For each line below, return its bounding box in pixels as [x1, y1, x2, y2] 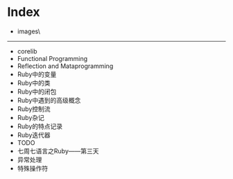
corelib [17, 46, 37, 56]
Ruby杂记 [17, 113, 45, 121]
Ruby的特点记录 [17, 122, 63, 130]
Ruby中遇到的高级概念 [17, 96, 81, 104]
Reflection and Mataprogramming [17, 62, 114, 70]
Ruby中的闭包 [17, 87, 57, 96]
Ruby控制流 [17, 105, 51, 113]
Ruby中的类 [17, 78, 51, 87]
